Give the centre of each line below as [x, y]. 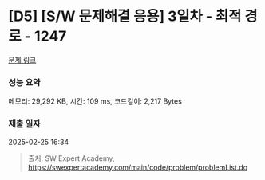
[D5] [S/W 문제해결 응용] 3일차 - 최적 [125, 16]
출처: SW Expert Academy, [71, 158]
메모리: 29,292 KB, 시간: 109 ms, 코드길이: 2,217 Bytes [95, 101]
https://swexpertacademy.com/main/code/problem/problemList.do [138, 167]
